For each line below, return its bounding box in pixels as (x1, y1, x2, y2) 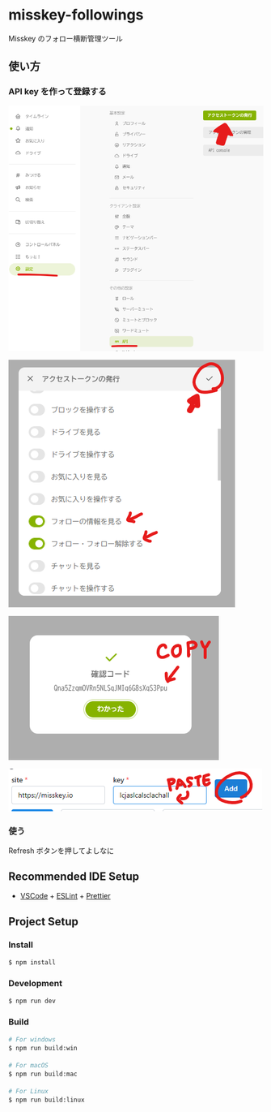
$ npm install (8, 959, 57, 967)
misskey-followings (8, 6, 144, 24)
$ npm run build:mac (8, 1070, 78, 1078)
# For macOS (8, 1062, 49, 1070)
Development (8, 977, 63, 989)
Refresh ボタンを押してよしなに (8, 846, 115, 856)
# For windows (8, 1036, 57, 1044)
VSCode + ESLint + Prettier (19, 891, 111, 901)
